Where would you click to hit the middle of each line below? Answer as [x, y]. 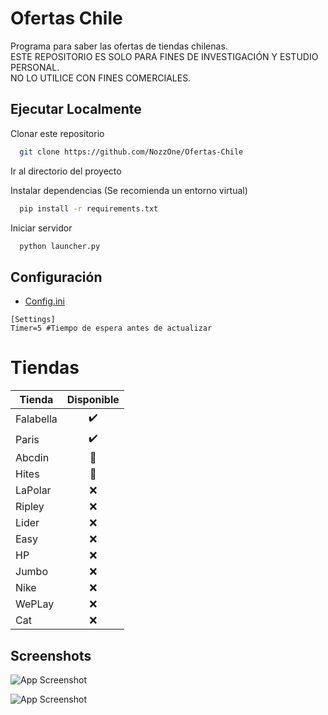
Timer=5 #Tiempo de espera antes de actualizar [111, 328]
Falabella [36, 419]
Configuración [56, 277]
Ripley [30, 507]
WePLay [35, 604]
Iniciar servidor [41, 228]
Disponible [93, 400]
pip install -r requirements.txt [89, 208]
